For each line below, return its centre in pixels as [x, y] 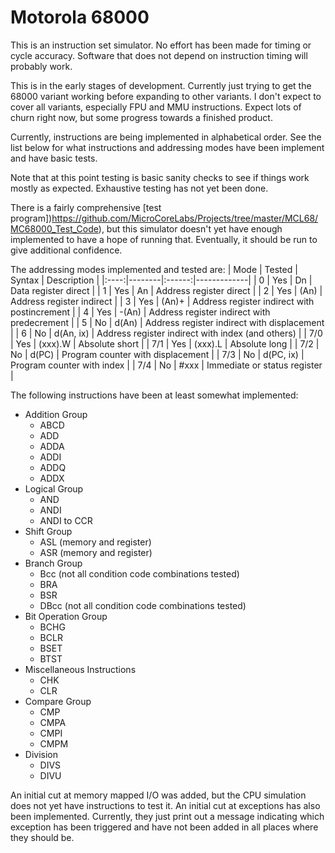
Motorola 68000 [80, 17]
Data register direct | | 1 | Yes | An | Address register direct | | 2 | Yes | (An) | [166, 290]
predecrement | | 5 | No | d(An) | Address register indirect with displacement [167, 322]
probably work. [41, 66]
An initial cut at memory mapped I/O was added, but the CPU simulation [158, 795]
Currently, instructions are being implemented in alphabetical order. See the [166, 137]
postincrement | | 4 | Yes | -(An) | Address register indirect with [140, 312]
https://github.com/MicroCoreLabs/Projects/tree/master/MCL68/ [185, 218]
